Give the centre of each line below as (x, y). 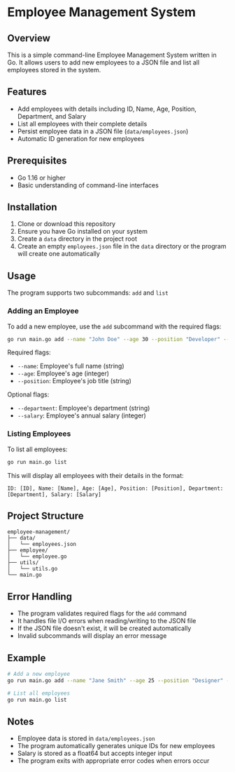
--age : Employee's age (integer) (63, 373)
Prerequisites (37, 161)
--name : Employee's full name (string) (71, 366)
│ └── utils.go (33, 569)
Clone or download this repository (66, 224)
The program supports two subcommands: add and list (88, 293)
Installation (32, 207)
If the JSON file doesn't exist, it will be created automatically (104, 628)
